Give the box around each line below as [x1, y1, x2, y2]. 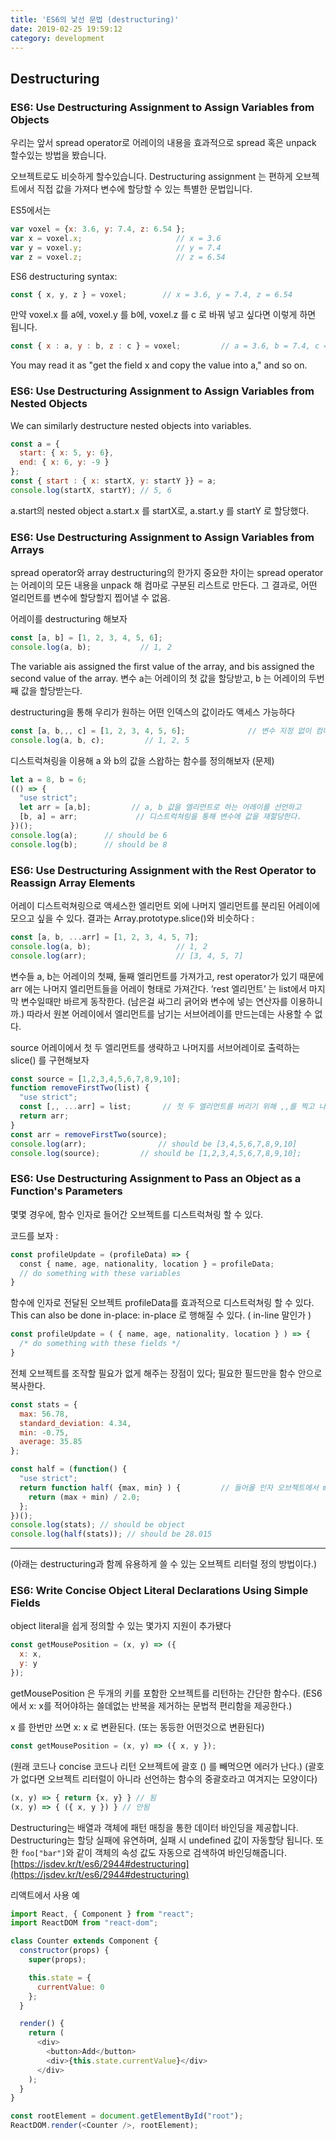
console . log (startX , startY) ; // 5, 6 [10, 485, 172, 495]
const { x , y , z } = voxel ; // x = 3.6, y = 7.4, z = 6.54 [10, 289, 293, 300]
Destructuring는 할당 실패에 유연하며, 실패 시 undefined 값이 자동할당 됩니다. [10, 1834, 314, 1846]
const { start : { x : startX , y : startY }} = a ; [10, 476, 217, 486]
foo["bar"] [20, 1848, 67, 1858]
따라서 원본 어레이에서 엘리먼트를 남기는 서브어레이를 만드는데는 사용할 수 [26, 1007, 313, 1020]
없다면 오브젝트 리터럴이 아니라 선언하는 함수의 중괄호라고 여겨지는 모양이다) [20, 1772, 318, 1785]
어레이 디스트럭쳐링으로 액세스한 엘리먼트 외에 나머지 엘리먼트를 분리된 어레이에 [10, 899, 321, 911]
